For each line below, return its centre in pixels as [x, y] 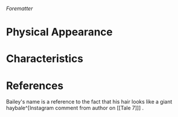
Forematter [20, 8]
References [35, 86]
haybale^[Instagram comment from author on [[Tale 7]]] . [75, 108]
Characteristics [45, 59]
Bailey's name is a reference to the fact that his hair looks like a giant [89, 102]
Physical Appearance [59, 32]
